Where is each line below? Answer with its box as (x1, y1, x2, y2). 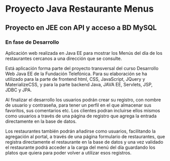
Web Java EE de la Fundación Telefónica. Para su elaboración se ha (5, 71, 148, 77)
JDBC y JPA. (5, 87, 32, 93)
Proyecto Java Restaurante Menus (5, 3, 154, 15)
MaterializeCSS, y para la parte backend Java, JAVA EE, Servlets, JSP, (5, 81, 153, 87)
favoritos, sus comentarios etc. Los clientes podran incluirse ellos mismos (5, 107, 160, 113)
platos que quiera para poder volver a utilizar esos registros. (5, 149, 132, 155)
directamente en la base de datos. (5, 118, 77, 124)
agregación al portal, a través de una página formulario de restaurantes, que (5, 133, 165, 140)
